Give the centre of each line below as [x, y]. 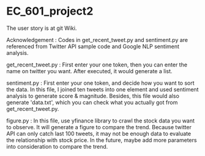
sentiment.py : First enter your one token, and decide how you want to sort [100, 83]
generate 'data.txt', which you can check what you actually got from [92, 102]
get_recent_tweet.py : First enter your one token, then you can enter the [97, 65]
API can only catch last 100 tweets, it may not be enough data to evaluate [99, 133]
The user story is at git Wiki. [42, 28]
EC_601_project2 [50, 11]
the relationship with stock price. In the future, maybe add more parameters [102, 140]
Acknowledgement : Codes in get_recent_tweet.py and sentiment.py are [97, 40]
